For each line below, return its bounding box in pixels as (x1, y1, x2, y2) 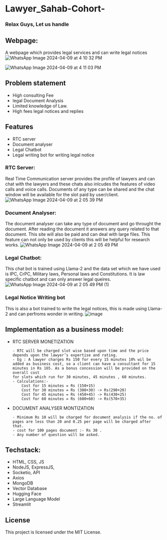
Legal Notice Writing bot (5, 294, 66, 301)
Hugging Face (12, 491, 41, 497)
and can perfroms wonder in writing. (9, 311, 84, 317)
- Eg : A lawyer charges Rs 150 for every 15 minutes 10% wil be (12, 357, 151, 362)
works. (5, 242, 19, 248)
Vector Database (12, 486, 47, 492)
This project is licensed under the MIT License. (5, 529, 102, 535)
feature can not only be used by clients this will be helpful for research (5, 237, 150, 243)
